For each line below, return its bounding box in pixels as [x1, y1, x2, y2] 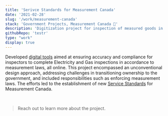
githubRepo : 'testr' [5, 31, 49, 36]
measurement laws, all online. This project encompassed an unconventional [5, 64, 162, 70]
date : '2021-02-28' [5, 12, 46, 17]
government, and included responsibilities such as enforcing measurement [5, 75, 160, 81]
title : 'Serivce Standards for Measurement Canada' [5, 7, 116, 13]
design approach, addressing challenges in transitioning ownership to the [5, 70, 157, 76]
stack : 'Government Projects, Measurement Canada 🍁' [5, 21, 118, 27]
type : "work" [5, 36, 33, 41]
